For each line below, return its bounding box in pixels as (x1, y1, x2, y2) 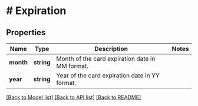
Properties (6, 28, 46, 37)
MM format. (56, 62, 89, 70)
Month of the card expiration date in (56, 54, 156, 63)
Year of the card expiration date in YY (56, 71, 160, 80)
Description (94, 45, 128, 53)
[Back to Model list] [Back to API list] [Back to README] (6, 94, 141, 101)
